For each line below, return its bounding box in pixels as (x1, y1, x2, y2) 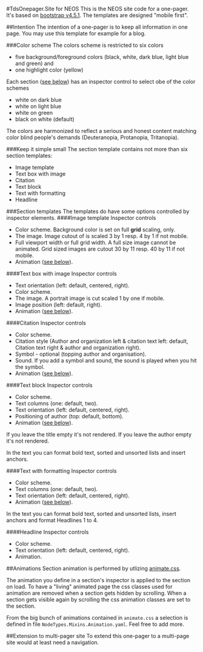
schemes (6, 84, 29, 92)
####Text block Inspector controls (6, 382, 93, 389)
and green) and (15, 60, 54, 67)
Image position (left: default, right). (15, 301, 102, 308)
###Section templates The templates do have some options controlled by (6, 208, 190, 215)
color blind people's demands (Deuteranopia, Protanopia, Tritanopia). (6, 134, 179, 141)
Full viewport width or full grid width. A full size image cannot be (15, 239, 176, 246)
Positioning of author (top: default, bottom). (15, 413, 124, 419)
